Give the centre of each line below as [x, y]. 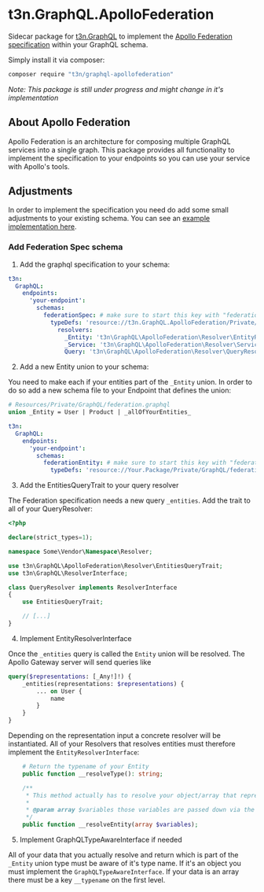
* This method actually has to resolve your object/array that [131, 795]
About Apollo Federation [70, 122]
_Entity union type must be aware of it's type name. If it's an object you [125, 864]
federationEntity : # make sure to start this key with [134, 463]
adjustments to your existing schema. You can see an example [109, 219]
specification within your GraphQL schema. [78, 44]
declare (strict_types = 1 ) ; [50, 538]
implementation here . [42, 227]
